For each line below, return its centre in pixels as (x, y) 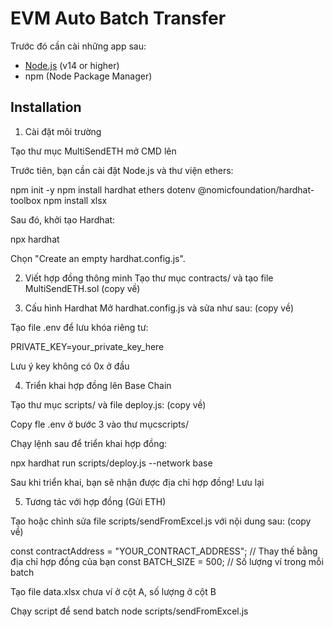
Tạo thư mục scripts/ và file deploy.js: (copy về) (108, 404)
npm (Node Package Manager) (88, 76)
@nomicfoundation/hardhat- (256, 189)
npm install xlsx (75, 200)
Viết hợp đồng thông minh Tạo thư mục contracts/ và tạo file (149, 278)
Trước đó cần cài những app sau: (78, 46)
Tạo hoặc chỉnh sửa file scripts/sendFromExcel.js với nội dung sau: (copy (161, 521)
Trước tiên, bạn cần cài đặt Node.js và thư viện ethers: (122, 170)
